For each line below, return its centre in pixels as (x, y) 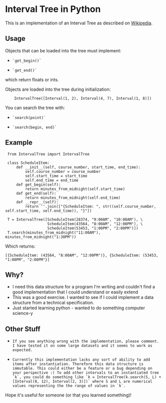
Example (19, 143)
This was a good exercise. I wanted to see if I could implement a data (83, 297)
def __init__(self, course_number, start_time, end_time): (78, 167)
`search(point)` (29, 118)
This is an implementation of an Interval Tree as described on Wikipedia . (79, 23)
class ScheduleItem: (28, 163)
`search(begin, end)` (34, 127)
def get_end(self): (36, 193)
